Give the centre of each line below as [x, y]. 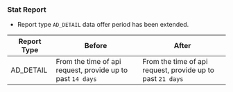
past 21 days [163, 79]
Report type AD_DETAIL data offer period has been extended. [103, 25]
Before [96, 46]
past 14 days [76, 79]
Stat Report [27, 10]
